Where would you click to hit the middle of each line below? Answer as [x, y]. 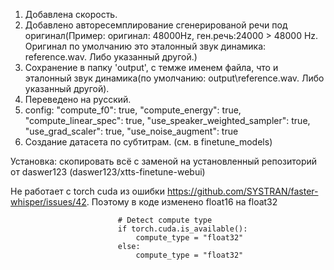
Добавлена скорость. [71, 14]
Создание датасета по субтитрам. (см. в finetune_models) [148, 142]
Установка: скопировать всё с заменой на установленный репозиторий [164, 161]
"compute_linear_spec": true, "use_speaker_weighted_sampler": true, [167, 120]
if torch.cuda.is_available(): [182, 229]
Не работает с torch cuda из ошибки [87, 191]
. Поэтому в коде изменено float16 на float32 [182, 202]
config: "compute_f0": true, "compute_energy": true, [133, 110]
